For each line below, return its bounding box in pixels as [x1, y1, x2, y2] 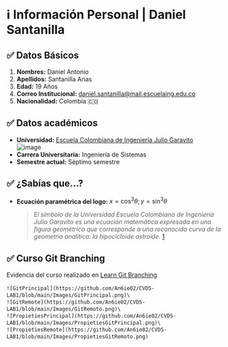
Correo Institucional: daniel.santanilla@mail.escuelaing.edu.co [16, 90, 196, 98]
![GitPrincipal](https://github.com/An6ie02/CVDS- [6, 285, 155, 292]
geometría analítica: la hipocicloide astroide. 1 [33, 232, 165, 241]
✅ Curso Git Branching [6, 252, 105, 264]
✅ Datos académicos [6, 117, 98, 129]
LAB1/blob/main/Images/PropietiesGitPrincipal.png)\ [6, 319, 161, 326]
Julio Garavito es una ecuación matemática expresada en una [33, 218, 211, 226]
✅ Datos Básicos [6, 49, 79, 61]
